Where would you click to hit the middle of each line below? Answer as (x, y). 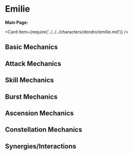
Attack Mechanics (33, 63)
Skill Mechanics (30, 80)
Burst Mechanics (31, 96)
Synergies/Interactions (41, 146)
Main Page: (17, 22)
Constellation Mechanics (44, 130)
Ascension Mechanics (40, 113)
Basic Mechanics (32, 47)
